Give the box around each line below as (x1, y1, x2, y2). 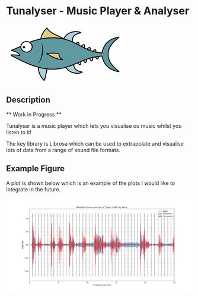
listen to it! (6, 128, 31, 136)
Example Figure (6, 163, 65, 174)
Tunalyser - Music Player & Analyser (6, 4, 190, 18)
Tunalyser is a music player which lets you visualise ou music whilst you (6, 122, 182, 129)
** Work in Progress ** (6, 111, 62, 118)
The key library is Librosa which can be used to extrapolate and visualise (6, 140, 184, 147)
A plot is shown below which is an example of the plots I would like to (6, 180, 175, 187)
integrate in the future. (6, 185, 61, 193)
